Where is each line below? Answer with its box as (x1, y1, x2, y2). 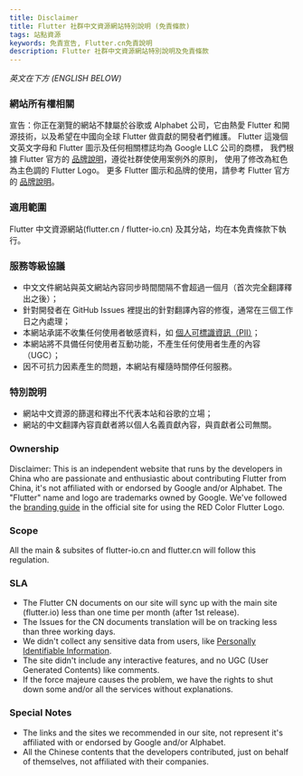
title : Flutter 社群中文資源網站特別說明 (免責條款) (9, 22, 191, 31)
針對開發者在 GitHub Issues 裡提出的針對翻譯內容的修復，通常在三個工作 (22, 305, 294, 316)
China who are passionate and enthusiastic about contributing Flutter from (9, 472, 287, 484)
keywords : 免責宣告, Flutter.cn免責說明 (9, 38, 153, 48)
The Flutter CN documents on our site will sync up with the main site (22, 598, 278, 609)
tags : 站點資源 (9, 30, 62, 39)
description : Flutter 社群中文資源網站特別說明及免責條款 (9, 47, 210, 56)
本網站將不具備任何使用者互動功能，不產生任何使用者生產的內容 (22, 338, 260, 349)
